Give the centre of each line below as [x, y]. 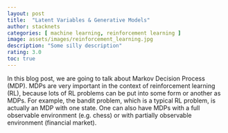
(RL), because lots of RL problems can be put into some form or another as [114, 93]
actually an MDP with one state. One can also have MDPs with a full [104, 107]
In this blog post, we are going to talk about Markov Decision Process [106, 78]
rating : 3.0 [24, 53]
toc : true [21, 59]
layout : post [26, 14]
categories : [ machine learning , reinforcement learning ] [94, 33]
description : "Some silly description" [65, 46]
